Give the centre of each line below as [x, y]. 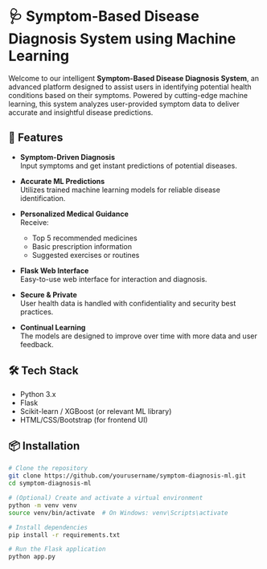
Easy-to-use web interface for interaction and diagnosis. [113, 279]
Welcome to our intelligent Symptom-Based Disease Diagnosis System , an [134, 78]
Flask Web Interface [54, 270]
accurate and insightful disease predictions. [81, 112]
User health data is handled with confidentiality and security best [128, 303]
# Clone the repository [48, 469]
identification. [43, 198]
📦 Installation [44, 446]
